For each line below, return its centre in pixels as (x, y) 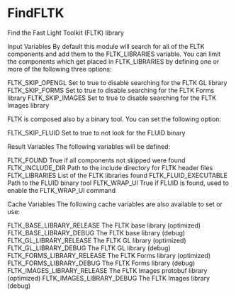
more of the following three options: (60, 69)
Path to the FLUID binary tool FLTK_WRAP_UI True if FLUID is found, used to (118, 183)
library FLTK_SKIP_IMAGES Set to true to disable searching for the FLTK (112, 98)
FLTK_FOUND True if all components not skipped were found (96, 160)
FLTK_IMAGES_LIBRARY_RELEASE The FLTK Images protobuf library (107, 270)
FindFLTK (36, 13)
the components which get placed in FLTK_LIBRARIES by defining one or (113, 61)
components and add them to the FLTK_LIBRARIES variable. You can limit (114, 54)
